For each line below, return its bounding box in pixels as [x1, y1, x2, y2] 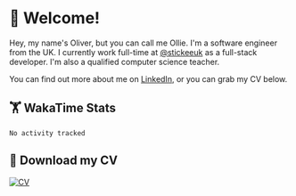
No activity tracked [9, 128, 86, 137]
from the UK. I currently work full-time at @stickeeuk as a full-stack [9, 46, 258, 57]
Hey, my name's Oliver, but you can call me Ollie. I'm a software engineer [9, 37, 278, 48]
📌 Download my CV [9, 153, 119, 168]
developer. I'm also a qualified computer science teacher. [9, 56, 220, 67]
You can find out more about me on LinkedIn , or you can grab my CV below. [9, 73, 288, 84]
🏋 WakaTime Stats [9, 101, 117, 116]
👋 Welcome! [9, 8, 101, 29]
